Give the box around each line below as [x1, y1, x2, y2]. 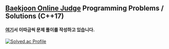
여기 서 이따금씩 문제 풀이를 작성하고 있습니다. [5, 26, 95, 32]
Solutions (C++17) [5, 12, 64, 21]
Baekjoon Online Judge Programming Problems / [5, 4, 164, 13]
